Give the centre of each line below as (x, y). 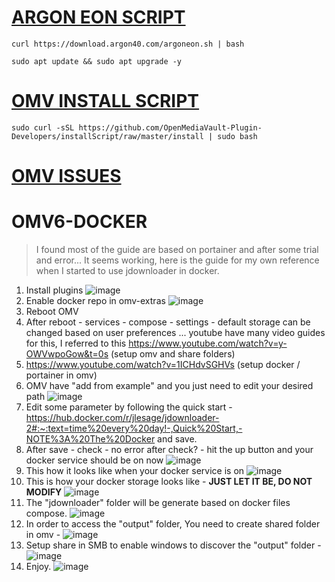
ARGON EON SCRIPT (98, 17)
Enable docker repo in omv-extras (95, 300)
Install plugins (54, 290)
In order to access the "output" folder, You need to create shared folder (173, 524)
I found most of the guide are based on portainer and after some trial (177, 249)
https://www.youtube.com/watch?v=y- (208, 343)
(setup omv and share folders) (173, 354)
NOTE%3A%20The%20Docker (90, 439)
